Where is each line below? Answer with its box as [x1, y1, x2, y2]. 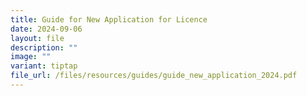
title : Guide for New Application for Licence [10, 14, 208, 25]
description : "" [10, 42, 78, 53]
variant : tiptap [10, 61, 78, 71]
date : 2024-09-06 [10, 24, 83, 34]
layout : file [10, 33, 65, 43]
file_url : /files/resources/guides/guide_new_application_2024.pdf [10, 71, 298, 81]
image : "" [10, 52, 52, 62]
